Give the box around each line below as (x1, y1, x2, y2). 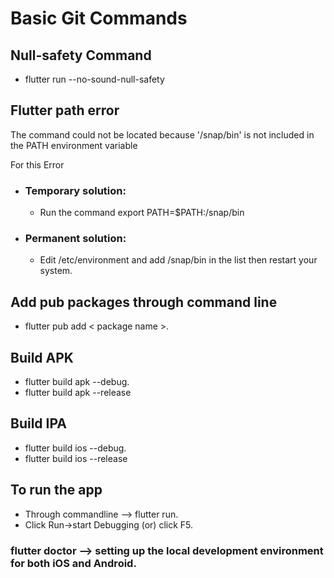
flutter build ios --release (24, 452, 128, 464)
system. (39, 265, 73, 277)
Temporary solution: (24, 183, 127, 197)
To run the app (10, 482, 103, 499)
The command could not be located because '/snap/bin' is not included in (10, 128, 315, 141)
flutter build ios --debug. (24, 442, 127, 454)
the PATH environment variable (10, 139, 138, 151)
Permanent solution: (24, 232, 127, 246)
